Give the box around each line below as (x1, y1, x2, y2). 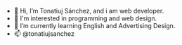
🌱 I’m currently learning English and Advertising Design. (13, 22, 176, 30)
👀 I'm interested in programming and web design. (13, 14, 157, 22)
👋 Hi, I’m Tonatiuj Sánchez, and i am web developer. (13, 7, 164, 15)
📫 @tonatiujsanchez (13, 30, 75, 38)
